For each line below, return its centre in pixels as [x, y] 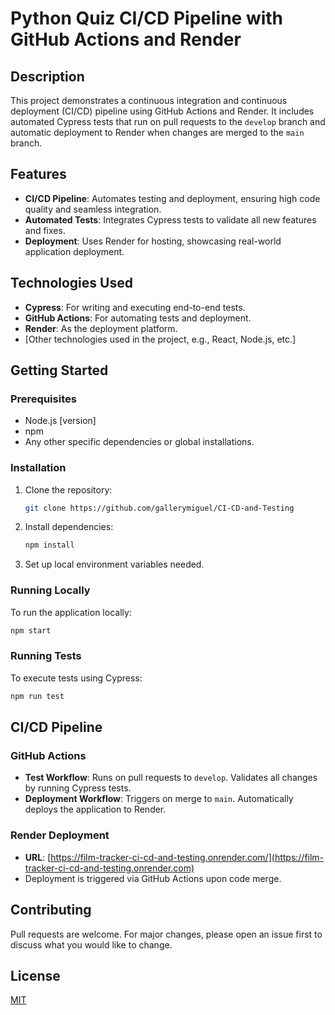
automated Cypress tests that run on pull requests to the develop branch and [168, 121]
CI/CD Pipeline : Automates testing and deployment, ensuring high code [172, 198]
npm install [49, 545]
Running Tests [46, 656]
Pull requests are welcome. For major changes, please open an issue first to [166, 934]
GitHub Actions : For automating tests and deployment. [138, 318]
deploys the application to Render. [95, 809]
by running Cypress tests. [78, 788]
